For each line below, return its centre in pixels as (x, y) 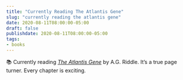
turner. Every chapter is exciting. (46, 70)
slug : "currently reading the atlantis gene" (63, 17)
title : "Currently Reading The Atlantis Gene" (65, 12)
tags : (13, 39)
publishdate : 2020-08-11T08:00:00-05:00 (57, 34)
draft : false (22, 28)
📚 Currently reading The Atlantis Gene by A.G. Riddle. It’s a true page (92, 62)
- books (16, 45)
